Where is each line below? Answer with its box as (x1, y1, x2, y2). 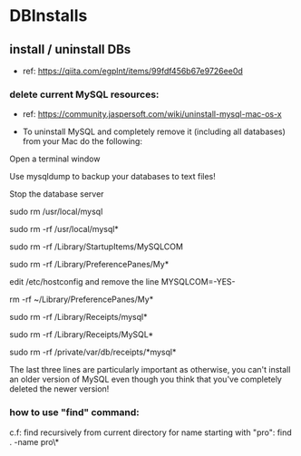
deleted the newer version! (9, 383, 110, 394)
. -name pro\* (9, 436, 60, 447)
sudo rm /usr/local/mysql (9, 206, 103, 218)
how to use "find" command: (9, 406, 140, 419)
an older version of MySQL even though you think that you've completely (9, 374, 283, 385)
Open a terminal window (9, 153, 101, 164)
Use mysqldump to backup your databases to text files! (9, 171, 216, 182)
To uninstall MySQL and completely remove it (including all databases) (22, 126, 286, 137)
